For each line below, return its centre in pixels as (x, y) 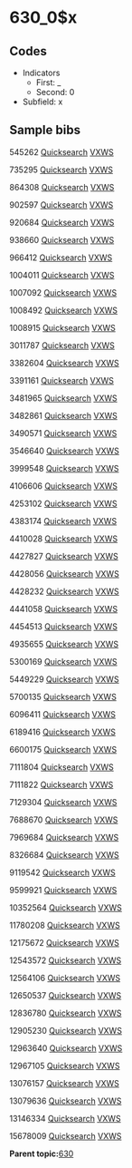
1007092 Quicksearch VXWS (63, 292)
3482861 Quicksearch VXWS (63, 415)
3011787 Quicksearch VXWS (62, 345)
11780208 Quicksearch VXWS (65, 925)
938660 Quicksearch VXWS (62, 239)
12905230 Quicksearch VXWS (66, 1030)
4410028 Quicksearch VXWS (64, 539)
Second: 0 (55, 92)
